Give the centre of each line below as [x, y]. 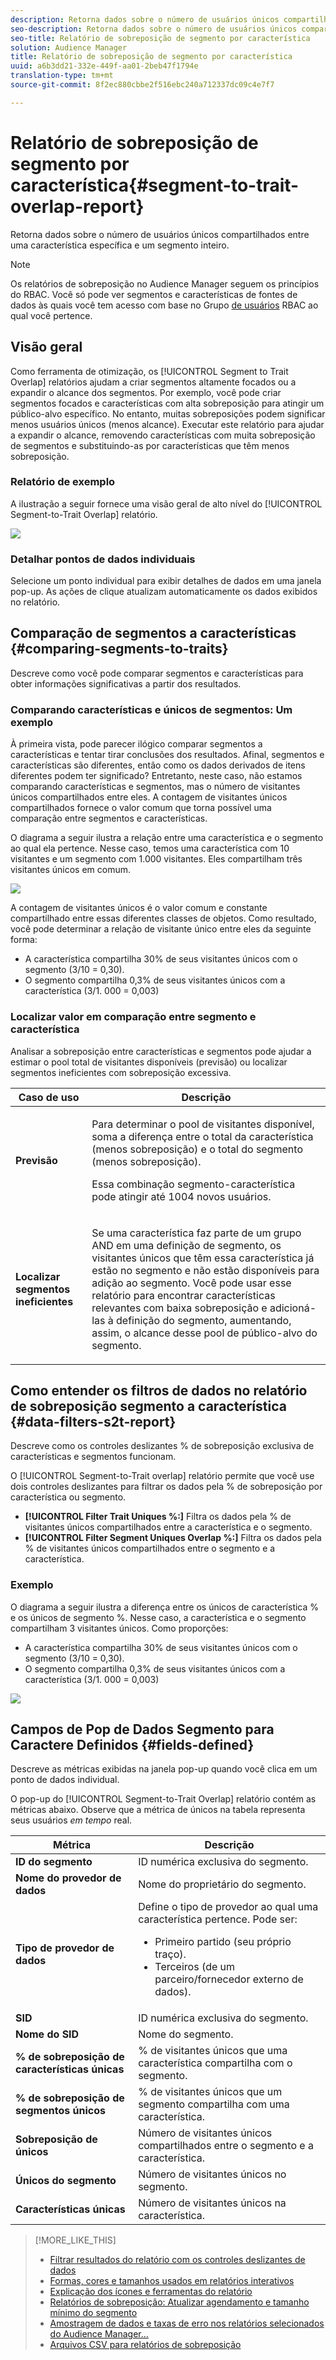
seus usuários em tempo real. [71, 1820]
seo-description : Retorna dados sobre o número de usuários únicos [154, 29]
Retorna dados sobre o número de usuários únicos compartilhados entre [160, 234]
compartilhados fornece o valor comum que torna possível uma [141, 808]
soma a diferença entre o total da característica [202, 1136]
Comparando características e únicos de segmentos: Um [151, 709]
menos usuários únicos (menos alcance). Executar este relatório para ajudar [167, 424]
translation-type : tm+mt [62, 76]
